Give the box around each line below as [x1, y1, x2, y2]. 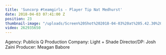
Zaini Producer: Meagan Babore [5, 44, 70, 50]
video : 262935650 [5, 26, 41, 30]
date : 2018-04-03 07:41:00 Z [5, 12, 65, 17]
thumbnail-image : [5, 21, 41, 26]
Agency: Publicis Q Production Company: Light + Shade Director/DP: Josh [5, 39, 156, 45]
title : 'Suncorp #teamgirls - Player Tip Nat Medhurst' [5, 7, 123, 12]
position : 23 [5, 16, 32, 21]
